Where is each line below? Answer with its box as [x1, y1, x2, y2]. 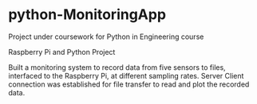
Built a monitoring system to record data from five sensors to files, [8, 62, 226, 72]
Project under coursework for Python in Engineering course [8, 32, 204, 41]
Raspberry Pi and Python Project [8, 47, 116, 56]
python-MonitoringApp [8, 6, 166, 24]
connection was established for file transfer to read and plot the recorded [8, 79, 250, 89]
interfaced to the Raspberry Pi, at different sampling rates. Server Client [8, 71, 244, 80]
